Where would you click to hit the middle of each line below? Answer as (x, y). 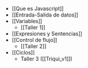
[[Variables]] (27, 21)
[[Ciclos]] (23, 52)
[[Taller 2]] (33, 46)
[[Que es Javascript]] (38, 9)
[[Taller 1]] (33, 27)
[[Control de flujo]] (34, 40)
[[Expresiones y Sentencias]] (47, 34)
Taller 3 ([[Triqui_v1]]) (46, 59)
